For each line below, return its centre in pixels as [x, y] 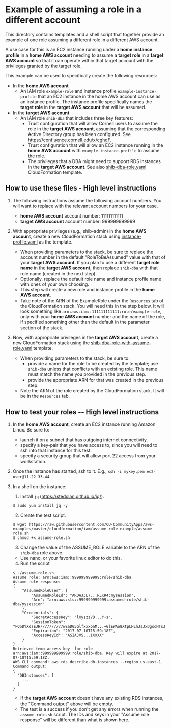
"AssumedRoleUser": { [45, 590]
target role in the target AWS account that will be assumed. [83, 107]
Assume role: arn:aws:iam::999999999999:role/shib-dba [72, 577]
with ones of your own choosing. [54, 284]
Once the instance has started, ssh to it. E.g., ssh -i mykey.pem [79, 471]
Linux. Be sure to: [31, 429]
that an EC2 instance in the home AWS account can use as [99, 96]
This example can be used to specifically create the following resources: [81, 75]
